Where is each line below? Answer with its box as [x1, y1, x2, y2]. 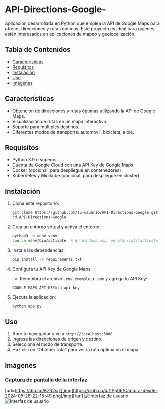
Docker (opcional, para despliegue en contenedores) [12, 167, 121, 173]
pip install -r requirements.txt [12, 257, 82, 262]
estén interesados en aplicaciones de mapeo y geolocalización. [5, 31, 136, 37]
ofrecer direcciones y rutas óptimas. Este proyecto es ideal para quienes [5, 25, 155, 31]
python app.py [12, 304, 42, 309]
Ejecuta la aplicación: [12, 294, 56, 300]
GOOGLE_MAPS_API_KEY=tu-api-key [12, 285, 80, 290]
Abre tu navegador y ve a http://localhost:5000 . [12, 331, 114, 337]
